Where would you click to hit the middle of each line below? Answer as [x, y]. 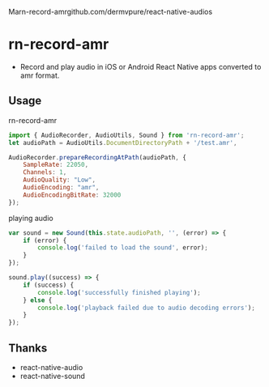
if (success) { [49, 285]
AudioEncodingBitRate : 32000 [72, 195]
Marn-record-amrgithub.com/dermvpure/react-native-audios [111, 12]
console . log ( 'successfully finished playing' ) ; [119, 292]
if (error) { [45, 240]
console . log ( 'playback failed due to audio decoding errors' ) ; [146, 308]
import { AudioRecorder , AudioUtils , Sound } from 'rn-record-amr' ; [126, 135]
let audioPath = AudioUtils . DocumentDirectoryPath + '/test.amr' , [123, 142]
